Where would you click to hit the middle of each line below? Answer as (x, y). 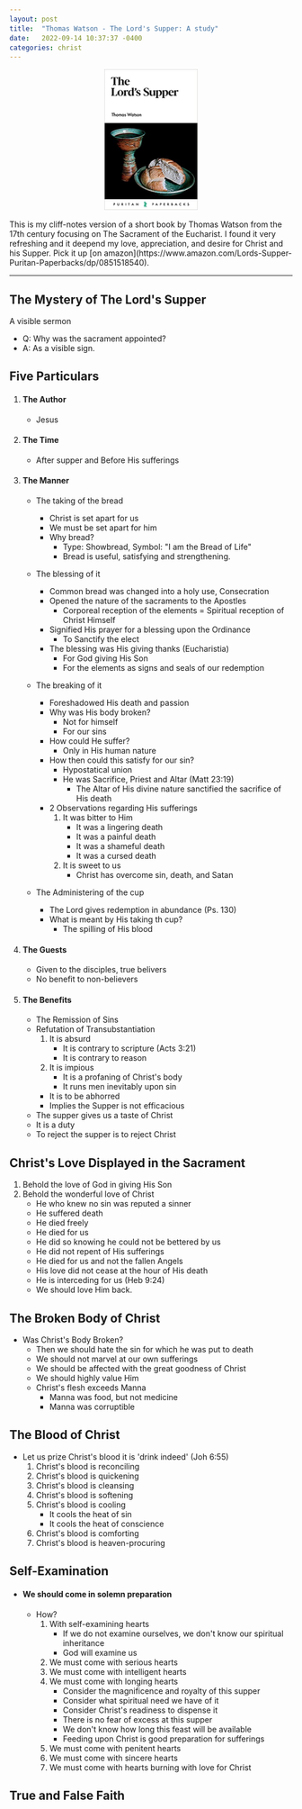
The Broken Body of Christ (85, 1318)
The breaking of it (69, 685)
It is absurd (70, 1039)
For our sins (84, 732)
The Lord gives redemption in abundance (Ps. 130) (143, 910)
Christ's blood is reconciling (88, 1466)
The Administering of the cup (90, 892)
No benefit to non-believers (87, 979)
